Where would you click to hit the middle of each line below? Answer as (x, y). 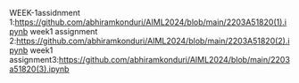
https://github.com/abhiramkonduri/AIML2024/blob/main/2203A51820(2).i (153, 41)
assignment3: (34, 60)
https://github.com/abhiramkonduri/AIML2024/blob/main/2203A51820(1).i (151, 22)
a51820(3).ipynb (39, 69)
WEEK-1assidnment (45, 13)
